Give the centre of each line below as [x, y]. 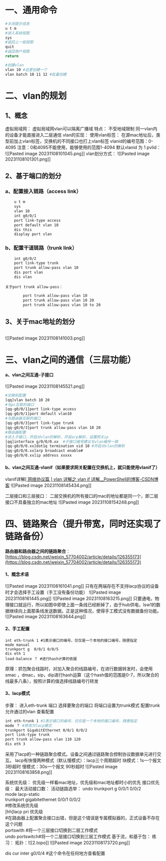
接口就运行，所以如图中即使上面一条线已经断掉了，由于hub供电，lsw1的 [83, 605]
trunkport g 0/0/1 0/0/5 [32, 649]
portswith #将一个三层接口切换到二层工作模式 [52, 830]
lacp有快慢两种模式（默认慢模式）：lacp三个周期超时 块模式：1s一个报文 [88, 760]
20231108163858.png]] [29, 772]
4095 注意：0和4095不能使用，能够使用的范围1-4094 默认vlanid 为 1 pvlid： [83, 147]
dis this [23, 230]
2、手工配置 [17, 628]
